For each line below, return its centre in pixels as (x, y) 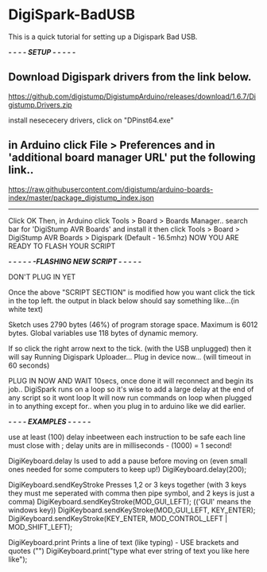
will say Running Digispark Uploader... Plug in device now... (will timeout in (130, 356)
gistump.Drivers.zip (41, 104)
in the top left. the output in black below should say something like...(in (124, 301)
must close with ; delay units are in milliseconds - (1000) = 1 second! (120, 445)
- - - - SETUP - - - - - (42, 52)
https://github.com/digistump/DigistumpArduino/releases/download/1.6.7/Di (132, 96)
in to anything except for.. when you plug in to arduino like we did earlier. (127, 406)
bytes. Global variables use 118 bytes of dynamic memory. (103, 333)
